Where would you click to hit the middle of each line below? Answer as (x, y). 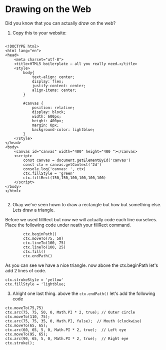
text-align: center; (53, 77)
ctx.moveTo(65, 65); (27, 325)
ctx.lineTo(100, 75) (44, 243)
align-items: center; (54, 90)
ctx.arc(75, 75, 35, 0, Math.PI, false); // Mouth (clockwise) (73, 321)
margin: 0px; (45, 125)
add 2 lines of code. (26, 270)
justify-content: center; (59, 86)
